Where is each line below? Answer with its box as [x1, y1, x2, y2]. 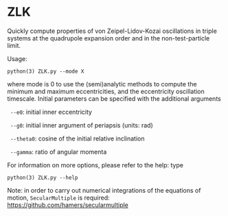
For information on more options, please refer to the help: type [7, 160, 184, 169]
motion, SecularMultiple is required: [7, 193, 110, 202]
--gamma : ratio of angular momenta [10, 147, 107, 156]
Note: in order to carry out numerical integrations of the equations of [7, 186, 201, 194]
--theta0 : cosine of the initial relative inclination [10, 134, 145, 143]
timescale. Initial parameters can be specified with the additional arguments [7, 94, 221, 103]
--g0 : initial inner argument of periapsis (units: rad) [10, 121, 153, 129]
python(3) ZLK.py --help [7, 174, 78, 181]
